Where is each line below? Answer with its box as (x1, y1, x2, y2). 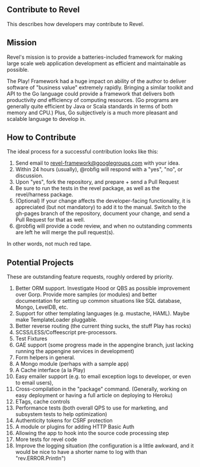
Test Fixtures (15, 335, 47, 343)
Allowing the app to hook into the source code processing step (15, 430, 169, 437)
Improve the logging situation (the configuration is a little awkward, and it (15, 442, 194, 449)
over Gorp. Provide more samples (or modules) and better (15, 291, 157, 298)
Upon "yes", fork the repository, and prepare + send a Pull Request (15, 178, 179, 185)
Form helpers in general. (15, 354, 76, 361)
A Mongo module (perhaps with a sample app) (15, 360, 129, 367)
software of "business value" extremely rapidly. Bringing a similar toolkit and (7, 84, 193, 91)
